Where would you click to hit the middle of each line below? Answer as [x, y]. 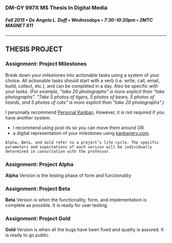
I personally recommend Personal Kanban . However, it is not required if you [85, 112]
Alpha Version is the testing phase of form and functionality [68, 175]
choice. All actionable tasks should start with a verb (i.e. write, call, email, [83, 80]
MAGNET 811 [19, 25]
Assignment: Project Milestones [46, 64]
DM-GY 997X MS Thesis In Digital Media [56, 8]
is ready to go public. [28, 235]
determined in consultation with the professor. [58, 151]
